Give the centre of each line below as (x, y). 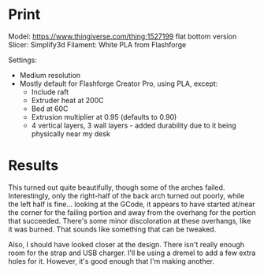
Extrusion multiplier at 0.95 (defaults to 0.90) (104, 117)
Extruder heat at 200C (67, 100)
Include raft (50, 91)
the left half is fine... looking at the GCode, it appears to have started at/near (132, 204)
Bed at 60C (50, 109)
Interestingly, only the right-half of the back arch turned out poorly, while (126, 195)
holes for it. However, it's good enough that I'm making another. (112, 261)
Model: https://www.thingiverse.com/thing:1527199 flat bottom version (123, 36)
